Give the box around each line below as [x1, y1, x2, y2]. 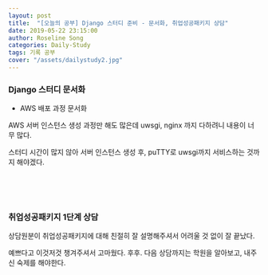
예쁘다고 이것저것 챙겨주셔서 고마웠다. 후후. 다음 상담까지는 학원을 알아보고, [8, 248, 242, 257]
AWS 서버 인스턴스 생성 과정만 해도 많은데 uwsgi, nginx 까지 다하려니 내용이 [8, 120, 246, 130]
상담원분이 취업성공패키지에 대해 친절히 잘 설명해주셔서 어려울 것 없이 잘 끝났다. [8, 231, 255, 241]
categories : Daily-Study [8, 41, 91, 49]
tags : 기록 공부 [8, 49, 56, 57]
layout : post [8, 11, 52, 20]
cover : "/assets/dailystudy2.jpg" [8, 57, 124, 65]
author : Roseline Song [8, 33, 84, 42]
